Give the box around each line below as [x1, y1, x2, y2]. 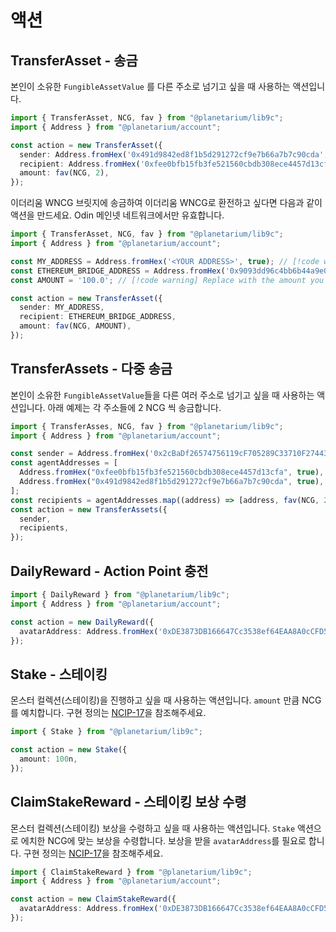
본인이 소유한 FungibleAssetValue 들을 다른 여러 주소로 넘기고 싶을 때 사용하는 [10, 389, 315, 401]
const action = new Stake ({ [10, 745, 128, 755]
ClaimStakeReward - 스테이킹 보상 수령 [10, 794, 247, 811]
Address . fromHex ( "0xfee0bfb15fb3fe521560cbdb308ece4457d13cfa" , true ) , [19, 467, 325, 478]
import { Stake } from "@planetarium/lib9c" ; [10, 727, 203, 737]
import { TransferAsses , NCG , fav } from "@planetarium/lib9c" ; [10, 421, 284, 431]
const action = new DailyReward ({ [10, 617, 155, 627]
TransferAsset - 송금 [10, 52, 138, 69]
